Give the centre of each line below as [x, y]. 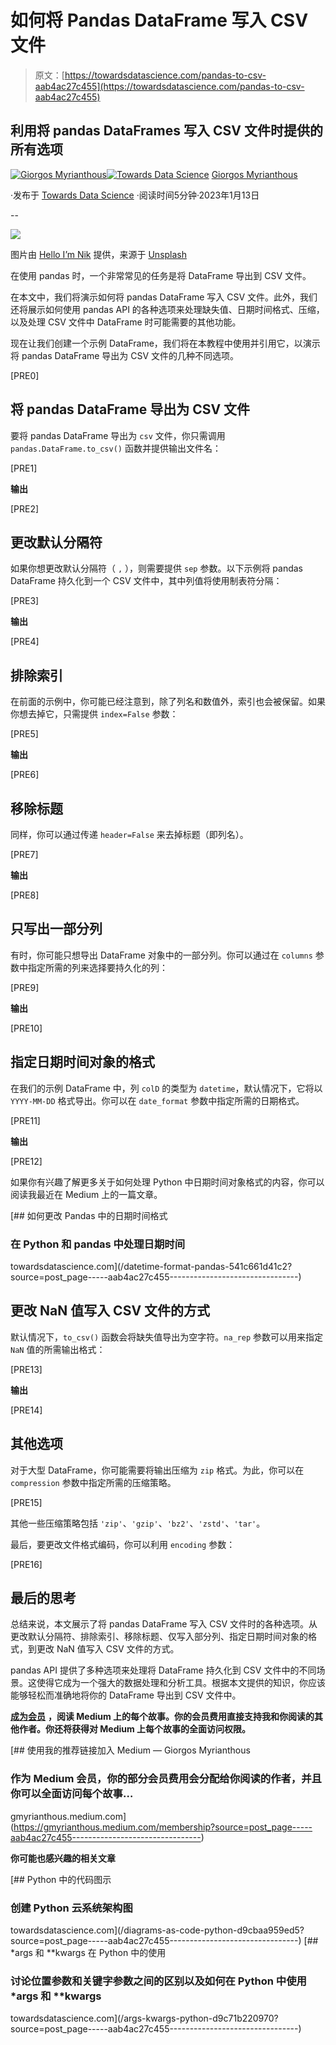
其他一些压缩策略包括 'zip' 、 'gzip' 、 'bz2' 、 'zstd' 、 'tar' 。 [138, 1523]
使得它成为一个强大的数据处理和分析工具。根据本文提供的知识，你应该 [181, 1683]
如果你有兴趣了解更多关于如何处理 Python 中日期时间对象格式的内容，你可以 [167, 1182]
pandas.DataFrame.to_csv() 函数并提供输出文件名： [116, 448]
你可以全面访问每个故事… [72, 1794]
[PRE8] [25, 895]
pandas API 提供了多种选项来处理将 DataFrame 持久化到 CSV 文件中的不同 [163, 1670]
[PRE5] [24, 734]
